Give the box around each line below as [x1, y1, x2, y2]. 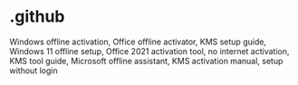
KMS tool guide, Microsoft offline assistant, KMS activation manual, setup [9, 55, 284, 66]
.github [9, 6, 65, 27]
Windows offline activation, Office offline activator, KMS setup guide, [9, 36, 267, 47]
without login [9, 65, 58, 76]
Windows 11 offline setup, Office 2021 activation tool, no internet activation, [9, 45, 290, 56]
